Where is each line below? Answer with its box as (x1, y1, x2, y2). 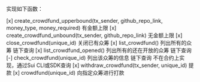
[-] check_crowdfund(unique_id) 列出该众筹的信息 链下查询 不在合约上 (6, 54, 180, 61)
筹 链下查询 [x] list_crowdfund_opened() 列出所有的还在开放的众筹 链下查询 (6, 47, 192, 54)
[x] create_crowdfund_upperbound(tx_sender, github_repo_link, (6, 17, 163, 24)
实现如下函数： (6, 5, 43, 12)
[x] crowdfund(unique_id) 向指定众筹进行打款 (13, 69, 125, 76)
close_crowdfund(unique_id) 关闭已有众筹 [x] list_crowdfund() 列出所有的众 (6, 40, 192, 46)
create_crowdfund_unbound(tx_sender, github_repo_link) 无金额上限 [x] (6, 32, 183, 39)
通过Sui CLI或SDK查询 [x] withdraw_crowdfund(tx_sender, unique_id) (16, 62, 187, 69)
